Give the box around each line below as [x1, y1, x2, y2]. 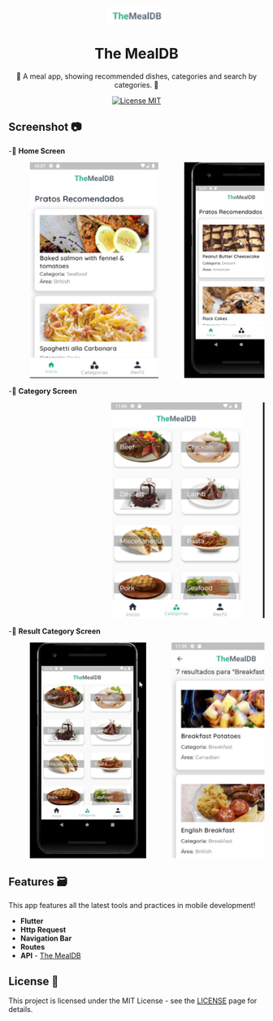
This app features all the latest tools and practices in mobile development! [8, 901, 256, 911]
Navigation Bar [19, 933, 72, 943]
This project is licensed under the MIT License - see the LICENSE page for [8, 996, 258, 1006]
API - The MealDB [19, 951, 81, 961]
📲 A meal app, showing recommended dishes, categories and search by [15, 71, 258, 81]
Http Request [19, 925, 67, 935]
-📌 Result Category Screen [8, 626, 102, 636]
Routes [19, 942, 45, 952]
